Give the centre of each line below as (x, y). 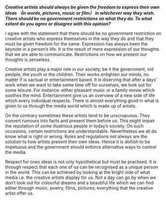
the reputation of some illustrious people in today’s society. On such (74, 126)
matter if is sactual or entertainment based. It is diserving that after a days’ (81, 80)
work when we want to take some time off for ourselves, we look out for (79, 85)
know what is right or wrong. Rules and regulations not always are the (76, 136)
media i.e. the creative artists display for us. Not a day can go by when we (81, 178)
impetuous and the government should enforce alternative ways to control (81, 147)
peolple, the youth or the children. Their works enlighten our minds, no (77, 74)
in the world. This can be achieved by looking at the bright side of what (78, 172)
